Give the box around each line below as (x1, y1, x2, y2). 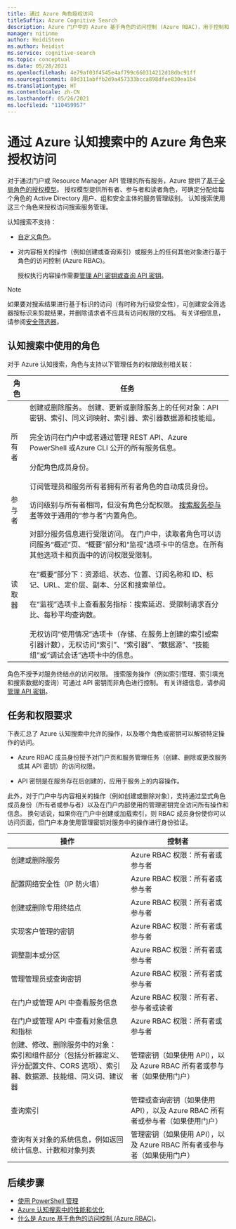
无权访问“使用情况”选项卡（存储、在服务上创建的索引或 (29, 629, 212, 639)
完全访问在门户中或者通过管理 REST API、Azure (29, 432, 188, 442)
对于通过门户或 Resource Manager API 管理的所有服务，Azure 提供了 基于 (7, 176, 219, 185)
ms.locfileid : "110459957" (7, 102, 86, 109)
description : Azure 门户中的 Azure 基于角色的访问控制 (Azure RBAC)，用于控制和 (7, 23, 230, 30)
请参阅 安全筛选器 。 (7, 317, 63, 325)
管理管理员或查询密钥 (11, 974, 82, 984)
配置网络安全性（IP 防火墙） (11, 879, 104, 889)
